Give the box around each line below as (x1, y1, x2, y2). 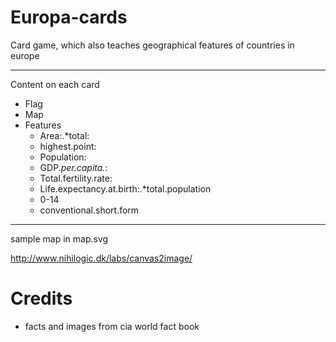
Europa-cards (10, 6, 128, 29)
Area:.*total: (39, 129, 90, 141)
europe (10, 49, 40, 61)
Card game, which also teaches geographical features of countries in (10, 39, 295, 51)
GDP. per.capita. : (39, 161, 108, 173)
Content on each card (10, 78, 100, 90)
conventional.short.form (39, 204, 140, 216)
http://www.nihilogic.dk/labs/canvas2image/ (10, 252, 193, 264)
